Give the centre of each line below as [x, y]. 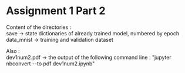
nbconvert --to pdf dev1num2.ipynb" [51, 64]
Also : [13, 51]
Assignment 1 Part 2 [56, 11]
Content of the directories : [39, 27]
